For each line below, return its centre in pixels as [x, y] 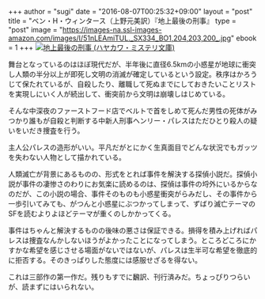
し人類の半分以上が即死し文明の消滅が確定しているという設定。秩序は [123, 74]
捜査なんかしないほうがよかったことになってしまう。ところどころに [139, 240]
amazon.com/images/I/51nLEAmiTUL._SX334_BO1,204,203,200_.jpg [120, 38]
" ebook [244, 38]
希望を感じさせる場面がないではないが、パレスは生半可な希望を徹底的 [143, 250]
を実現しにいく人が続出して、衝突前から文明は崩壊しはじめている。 [119, 94]
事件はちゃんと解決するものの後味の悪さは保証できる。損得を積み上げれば [129, 230]
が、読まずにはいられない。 [53, 287]
